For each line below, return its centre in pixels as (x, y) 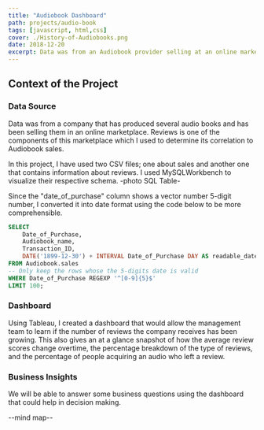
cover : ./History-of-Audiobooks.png (68, 37)
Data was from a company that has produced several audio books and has (128, 124)
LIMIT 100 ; (26, 285)
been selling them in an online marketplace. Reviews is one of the (114, 132)
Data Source (32, 106)
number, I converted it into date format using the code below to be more (125, 204)
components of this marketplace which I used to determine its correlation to (131, 140)
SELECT (19, 227)
